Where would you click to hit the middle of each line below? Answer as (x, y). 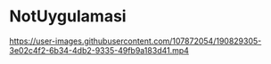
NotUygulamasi (68, 16)
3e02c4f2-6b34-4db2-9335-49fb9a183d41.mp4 (99, 50)
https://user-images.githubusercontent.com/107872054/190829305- (135, 41)
